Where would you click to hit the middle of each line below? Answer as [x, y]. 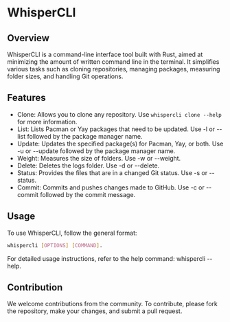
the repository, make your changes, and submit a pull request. [95, 311]
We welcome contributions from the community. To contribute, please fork [112, 304]
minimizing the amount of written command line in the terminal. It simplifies [113, 62]
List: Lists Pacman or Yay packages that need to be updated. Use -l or [116, 129]
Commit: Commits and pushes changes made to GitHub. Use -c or [111, 187]
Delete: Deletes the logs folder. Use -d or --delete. [88, 165]
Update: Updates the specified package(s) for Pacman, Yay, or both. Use [120, 143]
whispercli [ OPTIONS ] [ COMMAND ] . [55, 245]
